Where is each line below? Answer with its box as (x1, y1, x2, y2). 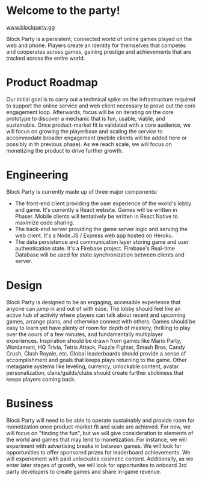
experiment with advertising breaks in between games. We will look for (6, 442, 182, 450)
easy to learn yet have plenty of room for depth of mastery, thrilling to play (6, 324, 191, 331)
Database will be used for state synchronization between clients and (14, 251, 185, 258)
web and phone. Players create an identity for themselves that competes (6, 42, 186, 49)
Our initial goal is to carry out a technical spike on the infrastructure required (6, 95, 195, 103)
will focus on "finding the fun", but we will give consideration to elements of (6, 429, 194, 436)
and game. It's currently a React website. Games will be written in (14, 206, 177, 213)
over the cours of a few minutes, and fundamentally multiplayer (6, 330, 164, 338)
